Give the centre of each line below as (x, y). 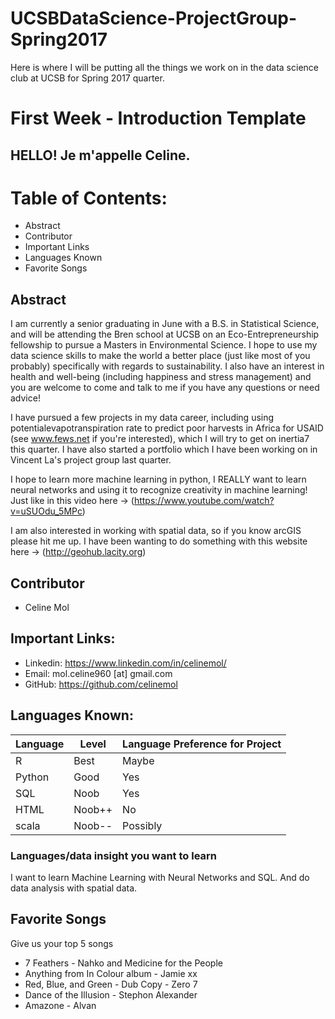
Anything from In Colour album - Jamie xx (111, 973)
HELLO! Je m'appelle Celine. (100, 155)
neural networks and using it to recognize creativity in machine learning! (159, 490)
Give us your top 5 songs (62, 943)
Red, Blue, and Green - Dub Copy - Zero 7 (111, 984)
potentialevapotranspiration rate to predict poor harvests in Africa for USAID (167, 428)
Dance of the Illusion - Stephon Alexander (111, 994)
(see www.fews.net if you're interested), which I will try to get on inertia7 (160, 439)
